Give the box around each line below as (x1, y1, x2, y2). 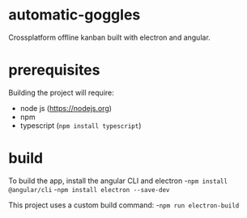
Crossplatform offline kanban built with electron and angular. (8, 32, 211, 42)
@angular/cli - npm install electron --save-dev (8, 184, 170, 194)
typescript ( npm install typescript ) (19, 120, 142, 130)
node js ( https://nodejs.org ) (19, 103, 112, 113)
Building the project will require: (8, 88, 115, 97)
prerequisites (8, 61, 100, 79)
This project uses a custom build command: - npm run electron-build (8, 200, 240, 210)
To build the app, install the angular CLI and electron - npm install (8, 176, 228, 186)
